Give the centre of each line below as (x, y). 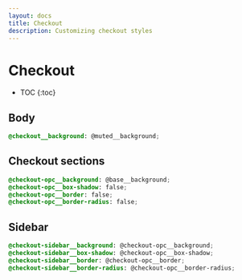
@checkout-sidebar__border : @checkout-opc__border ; (96, 260)
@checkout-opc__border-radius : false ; (73, 202)
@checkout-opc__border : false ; (61, 195)
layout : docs (30, 16)
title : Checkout (35, 23)
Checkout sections (57, 161)
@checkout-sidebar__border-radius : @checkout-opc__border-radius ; (122, 268)
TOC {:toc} (38, 92)
